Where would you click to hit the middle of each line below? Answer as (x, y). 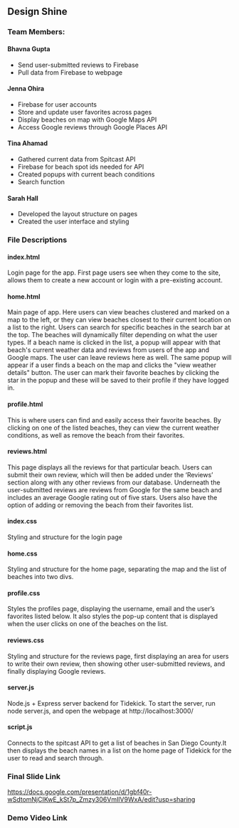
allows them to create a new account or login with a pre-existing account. (115, 280)
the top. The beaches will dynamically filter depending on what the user (113, 335)
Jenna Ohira (26, 89)
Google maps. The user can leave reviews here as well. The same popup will (119, 358)
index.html (24, 257)
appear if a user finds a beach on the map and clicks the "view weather (112, 365)
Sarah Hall (23, 198)
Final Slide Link (34, 776)
